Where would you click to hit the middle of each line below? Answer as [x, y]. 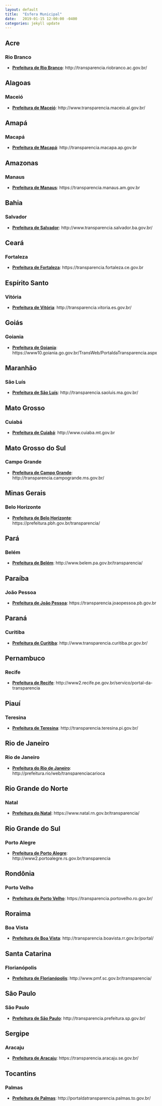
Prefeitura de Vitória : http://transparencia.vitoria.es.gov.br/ [72, 308]
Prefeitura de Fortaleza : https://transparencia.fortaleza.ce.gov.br [78, 268]
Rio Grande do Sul [33, 828]
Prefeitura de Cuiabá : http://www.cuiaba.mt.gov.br [63, 433]
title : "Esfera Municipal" [34, 14]
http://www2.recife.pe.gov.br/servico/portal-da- [104, 683]
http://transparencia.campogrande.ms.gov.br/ [58, 478]
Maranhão [21, 368]
